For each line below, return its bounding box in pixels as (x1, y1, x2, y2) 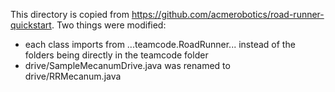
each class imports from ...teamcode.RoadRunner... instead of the (24, 39, 296, 50)
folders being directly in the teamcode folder (24, 49, 209, 61)
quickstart (10, 19, 52, 31)
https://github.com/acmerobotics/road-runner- (131, 9, 325, 20)
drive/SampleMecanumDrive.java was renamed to (24, 60, 231, 71)
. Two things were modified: (51, 19, 167, 31)
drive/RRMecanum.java (24, 70, 122, 82)
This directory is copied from (10, 9, 130, 20)
